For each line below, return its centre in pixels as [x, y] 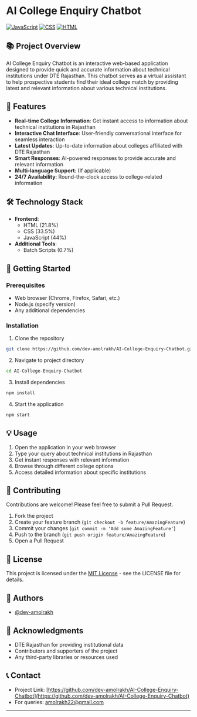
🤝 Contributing [33, 491]
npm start [18, 415]
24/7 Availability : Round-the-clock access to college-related [88, 176]
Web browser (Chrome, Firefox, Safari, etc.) [67, 298]
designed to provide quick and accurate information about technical [88, 69]
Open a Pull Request [39, 541]
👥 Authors [25, 598]
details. [15, 580]
